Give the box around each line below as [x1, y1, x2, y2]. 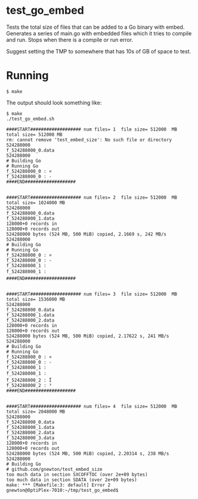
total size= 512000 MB [6, 131, 63, 138]
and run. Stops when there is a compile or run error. [6, 36, 133, 43]
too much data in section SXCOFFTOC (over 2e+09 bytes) [6, 471, 148, 477]
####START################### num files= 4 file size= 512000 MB [6, 403, 178, 409]
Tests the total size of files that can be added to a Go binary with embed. [6, 23, 185, 31]
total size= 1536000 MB [6, 296, 66, 303]
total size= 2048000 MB [6, 409, 66, 415]
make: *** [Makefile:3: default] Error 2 [6, 482, 111, 488]
